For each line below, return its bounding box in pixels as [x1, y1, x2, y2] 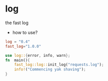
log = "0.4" [5, 39, 30, 44]
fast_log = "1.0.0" [5, 44, 41, 49]
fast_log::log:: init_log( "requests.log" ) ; [14, 62, 104, 67]
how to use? [12, 29, 38, 35]
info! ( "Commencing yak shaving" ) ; [14, 67, 86, 72]
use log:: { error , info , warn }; [5, 53, 70, 58]
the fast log [5, 20, 29, 26]
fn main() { [5, 57, 30, 63]
